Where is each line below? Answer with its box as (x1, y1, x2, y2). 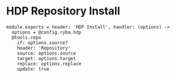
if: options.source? (17, 40, 68, 46)
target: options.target (17, 55, 77, 61)
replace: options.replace (17, 61, 82, 67)
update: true (17, 66, 50, 72)
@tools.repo (11, 34, 42, 40)
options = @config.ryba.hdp (11, 29, 82, 35)
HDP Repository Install (6, 4, 121, 18)
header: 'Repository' (17, 45, 71, 51)
